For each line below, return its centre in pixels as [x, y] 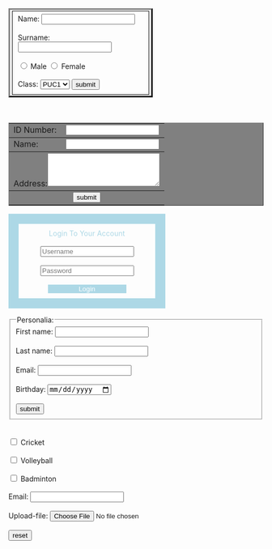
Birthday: [31, 389]
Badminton [38, 479]
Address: [30, 183]
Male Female [58, 66]
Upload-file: [28, 515]
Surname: [34, 37]
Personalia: [35, 320]
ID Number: [35, 130]
